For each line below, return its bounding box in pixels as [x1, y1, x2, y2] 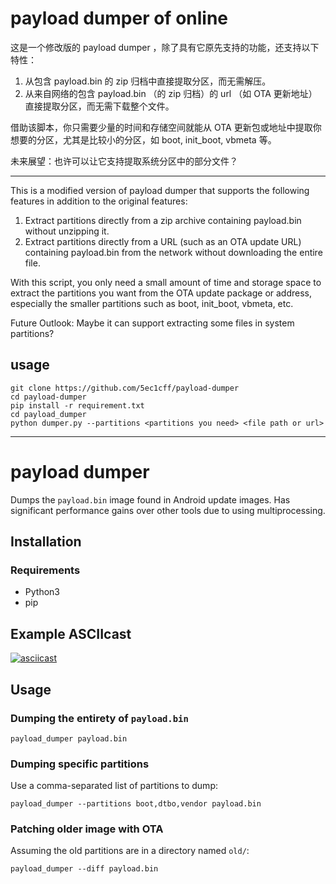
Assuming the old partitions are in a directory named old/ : [10, 845, 250, 857]
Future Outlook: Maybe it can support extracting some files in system [10, 317, 295, 329]
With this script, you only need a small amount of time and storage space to [10, 276, 322, 288]
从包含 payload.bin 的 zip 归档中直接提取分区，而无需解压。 [24, 75, 272, 87]
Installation [10, 533, 82, 551]
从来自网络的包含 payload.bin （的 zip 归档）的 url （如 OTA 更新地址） [24, 87, 318, 99]
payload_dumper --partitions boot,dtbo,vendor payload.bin [10, 799, 262, 809]
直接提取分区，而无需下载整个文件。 [24, 100, 175, 112]
